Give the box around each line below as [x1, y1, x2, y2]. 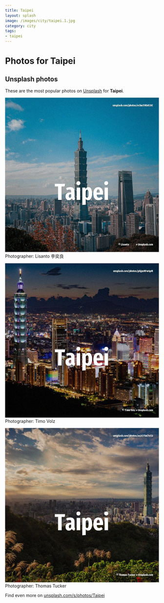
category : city [5, 24, 36, 28]
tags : [5, 28, 16, 34]
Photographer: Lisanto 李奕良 [5, 253, 64, 259]
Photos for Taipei [5, 55, 76, 67]
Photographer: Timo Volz [5, 418, 55, 424]
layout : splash [5, 13, 36, 18]
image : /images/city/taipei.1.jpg [5, 18, 76, 23]
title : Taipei [5, 8, 34, 13]
